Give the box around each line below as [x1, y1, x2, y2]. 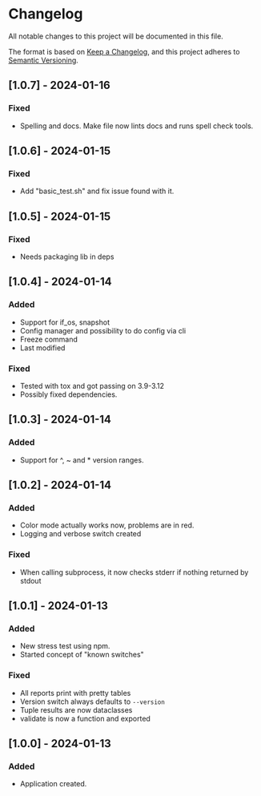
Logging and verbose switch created [19, 529, 142, 539]
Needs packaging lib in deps [19, 252, 114, 261]
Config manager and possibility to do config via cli [19, 325, 187, 335]
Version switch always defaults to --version [19, 697, 166, 706]
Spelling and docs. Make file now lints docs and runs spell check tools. [19, 121, 254, 131]
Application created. [19, 779, 87, 789]
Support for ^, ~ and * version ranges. [19, 455, 144, 465]
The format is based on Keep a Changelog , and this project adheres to [8, 46, 240, 56]
